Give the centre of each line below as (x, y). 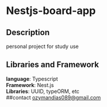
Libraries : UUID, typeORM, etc (43, 91)
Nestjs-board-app (51, 11)
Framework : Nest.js (30, 85)
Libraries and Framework (53, 65)
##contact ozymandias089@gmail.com (53, 97)
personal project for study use (42, 46)
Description (28, 32)
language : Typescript (32, 79)
